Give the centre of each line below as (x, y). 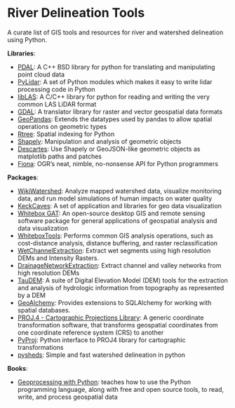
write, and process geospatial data (67, 397)
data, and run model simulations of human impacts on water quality (115, 198)
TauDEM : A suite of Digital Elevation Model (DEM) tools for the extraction (122, 280)
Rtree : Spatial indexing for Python (66, 134)
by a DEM (31, 295)
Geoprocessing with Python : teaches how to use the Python (104, 382)
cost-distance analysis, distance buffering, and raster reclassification (117, 243)
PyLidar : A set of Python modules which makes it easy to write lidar (115, 81)
